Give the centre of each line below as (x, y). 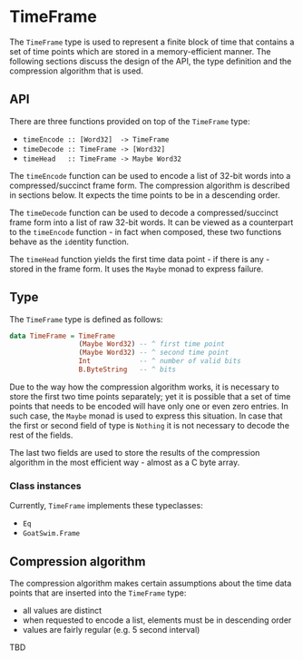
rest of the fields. (41, 435)
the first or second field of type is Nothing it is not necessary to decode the (150, 425)
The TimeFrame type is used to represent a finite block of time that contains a (152, 42)
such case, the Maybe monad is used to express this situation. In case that (146, 416)
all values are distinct (62, 611)
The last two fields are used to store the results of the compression (135, 452)
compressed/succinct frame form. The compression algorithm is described (150, 185)
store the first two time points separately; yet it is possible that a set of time (150, 396)
